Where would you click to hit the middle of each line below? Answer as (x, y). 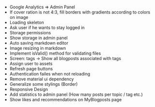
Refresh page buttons (31, 69)
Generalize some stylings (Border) (44, 84)
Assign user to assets (31, 63)
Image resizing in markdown (38, 48)
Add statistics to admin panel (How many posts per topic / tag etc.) (76, 94)
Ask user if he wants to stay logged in (47, 28)
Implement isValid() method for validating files (55, 53)
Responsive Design (29, 89)
